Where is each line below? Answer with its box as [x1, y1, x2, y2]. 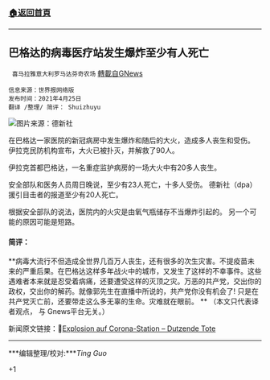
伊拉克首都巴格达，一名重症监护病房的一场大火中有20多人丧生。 [8, 163, 222, 172]
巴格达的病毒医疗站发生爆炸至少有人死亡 [8, 46, 209, 60]
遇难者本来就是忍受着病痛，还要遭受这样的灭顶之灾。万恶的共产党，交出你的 [8, 276, 262, 287]
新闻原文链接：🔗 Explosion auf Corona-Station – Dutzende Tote [8, 324, 216, 333]
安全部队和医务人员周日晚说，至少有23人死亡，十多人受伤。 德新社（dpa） [8, 180, 257, 190]
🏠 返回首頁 [8, 6, 51, 18]
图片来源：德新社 [16, 118, 73, 128]
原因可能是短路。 [22, 217, 79, 227]
